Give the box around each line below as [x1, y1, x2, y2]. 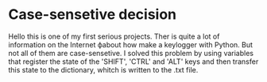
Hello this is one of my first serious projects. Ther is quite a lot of [8, 32, 220, 41]
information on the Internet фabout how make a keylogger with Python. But [8, 39, 253, 49]
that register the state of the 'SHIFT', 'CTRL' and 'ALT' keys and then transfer [8, 57, 259, 66]
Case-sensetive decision [8, 6, 177, 24]
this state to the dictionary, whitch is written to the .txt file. [8, 65, 199, 74]
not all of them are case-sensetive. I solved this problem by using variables [8, 48, 254, 58]
